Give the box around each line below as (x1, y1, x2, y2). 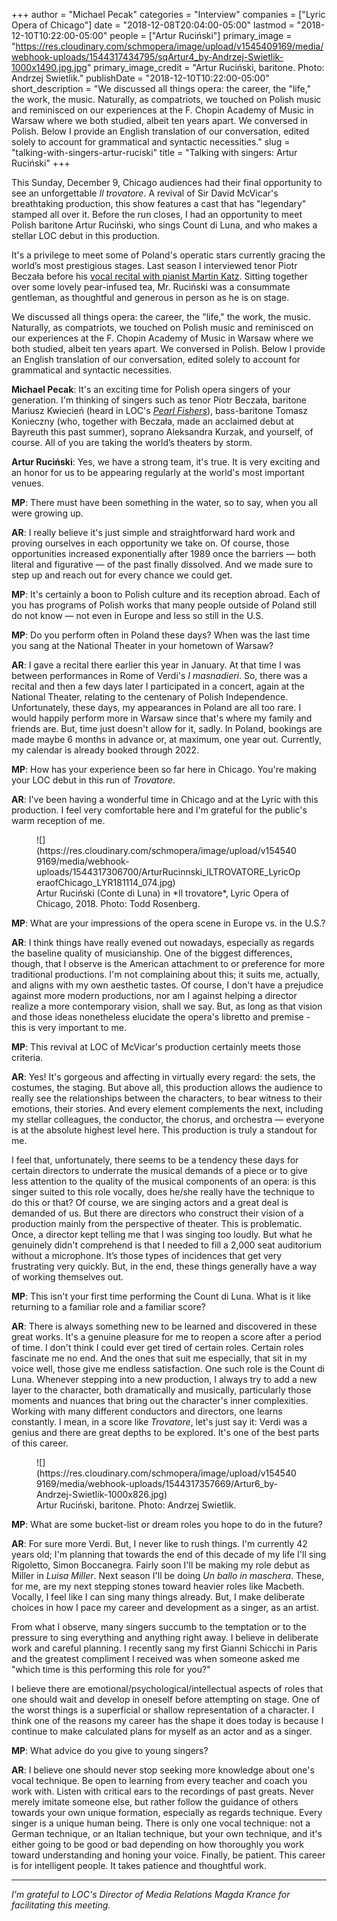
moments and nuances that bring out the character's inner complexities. (11, 1395, 309, 1406)
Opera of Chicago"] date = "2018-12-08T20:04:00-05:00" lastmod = (11, 19, 295, 31)
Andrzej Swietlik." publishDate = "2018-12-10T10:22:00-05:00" (11, 72, 270, 84)
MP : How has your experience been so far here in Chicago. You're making (11, 764, 317, 775)
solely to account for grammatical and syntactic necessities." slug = (11, 136, 291, 148)
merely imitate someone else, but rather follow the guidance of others (11, 1796, 299, 1808)
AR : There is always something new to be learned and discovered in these (11, 1320, 318, 1332)
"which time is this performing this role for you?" (11, 1664, 211, 1675)
